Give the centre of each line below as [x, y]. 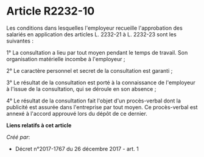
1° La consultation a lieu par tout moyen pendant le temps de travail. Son [97, 52]
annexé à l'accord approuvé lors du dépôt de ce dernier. [77, 113]
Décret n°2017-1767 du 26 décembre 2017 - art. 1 [77, 149]
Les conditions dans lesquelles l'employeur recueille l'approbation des [94, 28]
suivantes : [20, 41]
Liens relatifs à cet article [39, 125]
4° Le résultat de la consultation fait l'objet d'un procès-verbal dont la [94, 101]
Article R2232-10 [51, 11]
